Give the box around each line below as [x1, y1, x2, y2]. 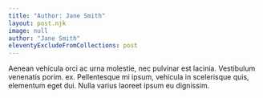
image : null [8, 27, 48, 35]
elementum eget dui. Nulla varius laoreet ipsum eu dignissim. [8, 81, 210, 91]
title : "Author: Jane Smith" [8, 11, 106, 20]
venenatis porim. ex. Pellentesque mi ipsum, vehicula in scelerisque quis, [8, 72, 250, 82]
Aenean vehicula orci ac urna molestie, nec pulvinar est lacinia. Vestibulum [8, 63, 256, 73]
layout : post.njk [8, 19, 67, 27]
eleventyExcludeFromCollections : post [8, 42, 138, 50]
